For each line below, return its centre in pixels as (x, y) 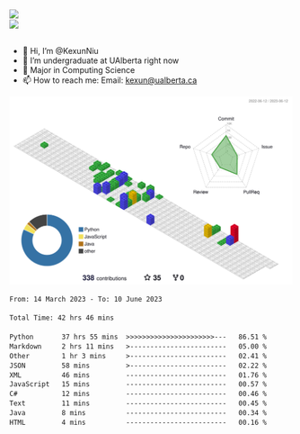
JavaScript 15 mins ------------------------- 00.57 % (138, 384)
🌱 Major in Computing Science (79, 70)
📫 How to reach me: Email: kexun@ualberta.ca (110, 80)
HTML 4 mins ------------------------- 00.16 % (138, 422)
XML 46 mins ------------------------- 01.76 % (138, 375)
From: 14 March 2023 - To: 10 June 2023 (86, 299)
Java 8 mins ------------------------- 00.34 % (138, 413)
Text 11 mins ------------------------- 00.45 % (138, 403)
